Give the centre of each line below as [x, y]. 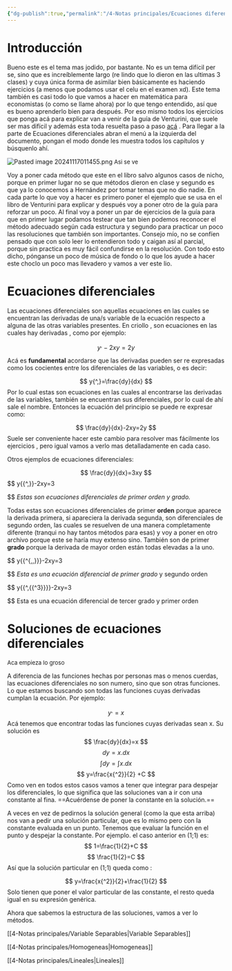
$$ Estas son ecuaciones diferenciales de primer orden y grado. [99, 497]
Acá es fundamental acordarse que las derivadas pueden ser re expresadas [116, 360]
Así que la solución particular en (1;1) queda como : [80, 868]
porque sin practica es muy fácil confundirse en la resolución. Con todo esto [116, 248]
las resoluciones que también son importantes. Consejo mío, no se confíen [113, 234]
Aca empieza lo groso [36, 663]
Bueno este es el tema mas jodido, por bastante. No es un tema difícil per [112, 67]
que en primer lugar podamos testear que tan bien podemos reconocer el [112, 219]
